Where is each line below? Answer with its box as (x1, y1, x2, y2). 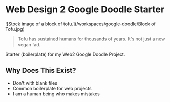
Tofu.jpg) (5, 26, 25, 32)
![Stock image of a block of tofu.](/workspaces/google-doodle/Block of (5, 21, 156, 27)
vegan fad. (17, 41, 41, 47)
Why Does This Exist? (5, 66, 76, 75)
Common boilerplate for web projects (12, 85, 92, 91)
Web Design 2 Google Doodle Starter (5, 4, 165, 15)
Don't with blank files (12, 79, 58, 86)
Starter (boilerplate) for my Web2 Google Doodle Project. (5, 51, 125, 57)
